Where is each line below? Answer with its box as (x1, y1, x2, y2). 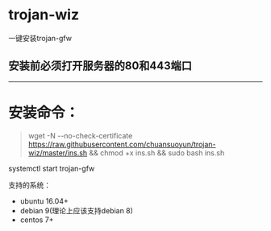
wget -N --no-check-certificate (27, 130, 133, 140)
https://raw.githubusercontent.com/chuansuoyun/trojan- (27, 139, 216, 149)
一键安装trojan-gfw (8, 33, 73, 43)
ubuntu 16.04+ (19, 196, 69, 206)
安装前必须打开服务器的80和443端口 (8, 59, 192, 73)
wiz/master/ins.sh (27, 147, 88, 158)
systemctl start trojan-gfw (8, 163, 95, 173)
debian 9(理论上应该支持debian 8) (19, 205, 133, 215)
